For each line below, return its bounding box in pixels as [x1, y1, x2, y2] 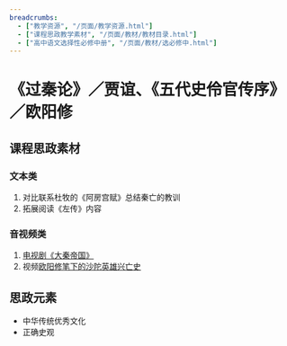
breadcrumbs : [9, 13, 58, 22]
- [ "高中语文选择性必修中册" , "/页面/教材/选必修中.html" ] [17, 38, 218, 48]
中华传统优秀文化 [22, 315, 86, 326]
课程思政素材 [9, 140, 81, 155]
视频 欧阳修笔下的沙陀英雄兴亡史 [22, 262, 141, 272]
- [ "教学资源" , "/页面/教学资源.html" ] [17, 22, 154, 31]
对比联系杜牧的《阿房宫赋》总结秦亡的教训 [22, 192, 181, 203]
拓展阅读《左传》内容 [22, 203, 102, 214]
